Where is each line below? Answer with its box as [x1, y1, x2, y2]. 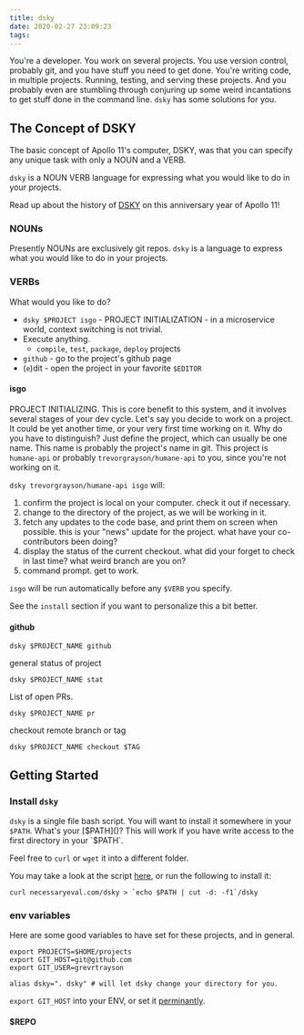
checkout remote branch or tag [9, 725, 127, 736]
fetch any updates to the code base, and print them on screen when [22, 517, 278, 528]
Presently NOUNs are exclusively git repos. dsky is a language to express [9, 243, 283, 254]
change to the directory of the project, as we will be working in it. [22, 507, 267, 517]
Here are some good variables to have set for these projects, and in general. [9, 930, 296, 941]
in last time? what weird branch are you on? [22, 555, 187, 566]
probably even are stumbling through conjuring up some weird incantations [9, 84, 291, 96]
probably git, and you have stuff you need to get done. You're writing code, [9, 65, 291, 76]
